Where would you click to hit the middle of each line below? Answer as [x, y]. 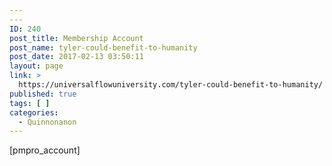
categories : [34, 112]
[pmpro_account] [45, 150]
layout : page [36, 66]
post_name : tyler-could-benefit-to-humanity [103, 47]
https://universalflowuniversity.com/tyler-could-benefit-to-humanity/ [171, 85]
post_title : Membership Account [76, 38]
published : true [43, 94]
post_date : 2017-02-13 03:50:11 [76, 57]
